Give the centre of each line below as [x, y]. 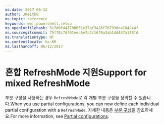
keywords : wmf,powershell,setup [38, 23]
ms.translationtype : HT [30, 38]
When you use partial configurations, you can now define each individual [85, 104]
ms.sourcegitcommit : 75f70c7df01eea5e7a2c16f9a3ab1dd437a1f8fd [72, 33]
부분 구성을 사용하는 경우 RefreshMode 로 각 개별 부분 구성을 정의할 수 [71, 97]
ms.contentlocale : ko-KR [31, 42]
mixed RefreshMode [48, 83]
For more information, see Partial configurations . [60, 116]
